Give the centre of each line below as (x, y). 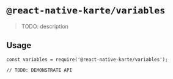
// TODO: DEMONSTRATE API (39, 70)
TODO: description (45, 26)
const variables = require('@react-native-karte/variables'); (87, 60)
